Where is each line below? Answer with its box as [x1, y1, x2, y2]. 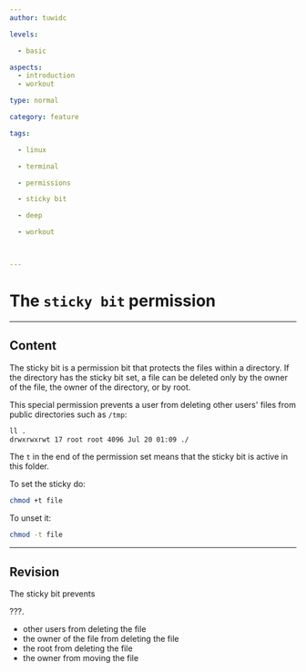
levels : [9, 29, 39, 39]
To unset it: [9, 513, 52, 524]
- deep [17, 211, 43, 220]
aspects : [9, 63, 43, 72]
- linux [17, 145, 47, 155]
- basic [17, 46, 47, 56]
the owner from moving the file [22, 652, 139, 663]
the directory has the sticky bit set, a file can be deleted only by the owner [9, 372, 289, 382]
